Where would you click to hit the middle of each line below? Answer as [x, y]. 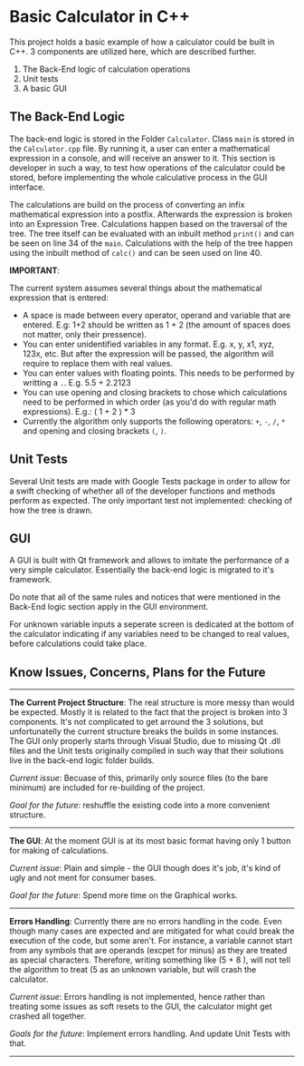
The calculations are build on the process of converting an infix [127, 204]
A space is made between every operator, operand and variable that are [157, 315]
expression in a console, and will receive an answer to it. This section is [142, 158]
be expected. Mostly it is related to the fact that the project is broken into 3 [148, 712]
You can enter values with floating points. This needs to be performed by [158, 373]
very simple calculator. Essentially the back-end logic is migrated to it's [142, 570]
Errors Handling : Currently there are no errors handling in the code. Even [146, 922]
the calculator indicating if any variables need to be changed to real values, [149, 634]
